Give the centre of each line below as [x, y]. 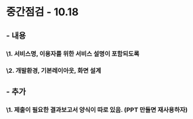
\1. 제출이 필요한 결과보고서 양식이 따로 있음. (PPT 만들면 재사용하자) [97, 110]
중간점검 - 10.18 [42, 12]
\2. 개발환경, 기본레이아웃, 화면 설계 [54, 71]
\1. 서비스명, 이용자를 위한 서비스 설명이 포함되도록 [73, 53]
